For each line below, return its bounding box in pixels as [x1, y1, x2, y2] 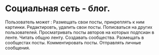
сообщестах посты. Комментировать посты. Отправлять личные [5, 39, 141, 45]
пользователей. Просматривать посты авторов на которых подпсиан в [5, 29, 155, 35]
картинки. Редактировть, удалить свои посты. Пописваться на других [5, 24, 153, 30]
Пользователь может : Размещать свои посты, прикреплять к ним [5, 19, 145, 25]
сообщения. [5, 45, 30, 51]
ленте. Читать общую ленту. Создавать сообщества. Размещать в [5, 35, 144, 40]
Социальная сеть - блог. [5, 3, 110, 14]
